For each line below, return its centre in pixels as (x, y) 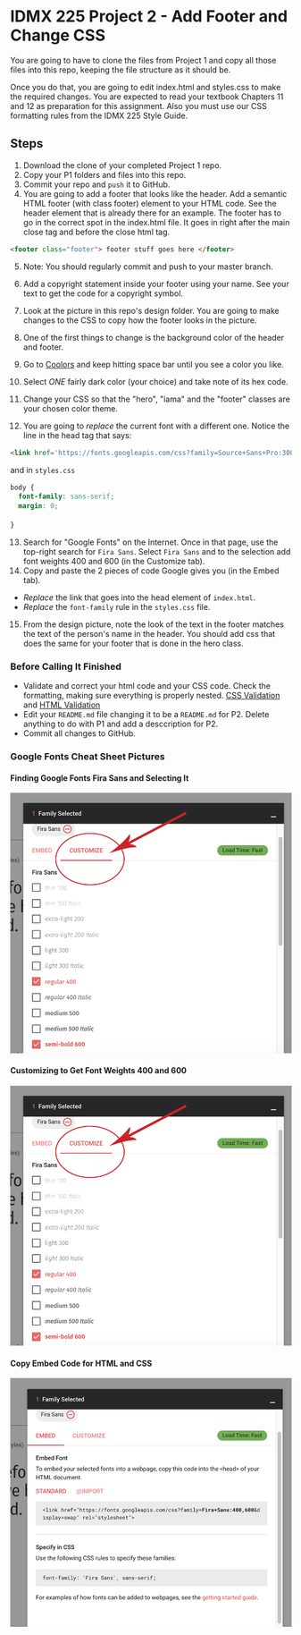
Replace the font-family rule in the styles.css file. (117, 606)
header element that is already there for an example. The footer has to (152, 213)
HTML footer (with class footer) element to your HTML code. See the (150, 203)
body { (22, 487)
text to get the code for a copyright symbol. (103, 293)
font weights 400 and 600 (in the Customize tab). (114, 561)
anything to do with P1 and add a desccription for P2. (121, 724)
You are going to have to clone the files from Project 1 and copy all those (143, 60)
